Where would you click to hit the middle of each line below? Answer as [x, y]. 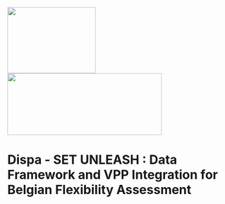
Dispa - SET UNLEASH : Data [92, 160]
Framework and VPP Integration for [113, 175]
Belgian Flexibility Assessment [99, 190]
